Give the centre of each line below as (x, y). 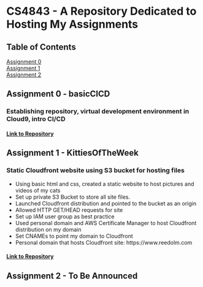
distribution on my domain (48, 229)
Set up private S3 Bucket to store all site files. (73, 197)
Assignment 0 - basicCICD (58, 94)
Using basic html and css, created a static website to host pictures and (105, 184)
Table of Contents (41, 47)
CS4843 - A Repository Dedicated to (101, 11)
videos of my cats (38, 190)
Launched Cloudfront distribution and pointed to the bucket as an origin (106, 203)
